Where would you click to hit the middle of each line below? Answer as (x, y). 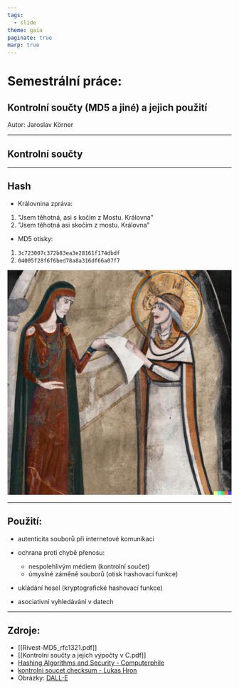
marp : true (23, 45)
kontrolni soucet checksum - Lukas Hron (77, 670)
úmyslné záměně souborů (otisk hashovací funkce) (103, 573)
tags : (15, 15)
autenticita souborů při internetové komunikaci (86, 539)
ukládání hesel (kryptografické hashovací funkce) (90, 588)
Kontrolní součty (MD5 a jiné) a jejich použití (107, 107)
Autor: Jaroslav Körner (40, 125)
